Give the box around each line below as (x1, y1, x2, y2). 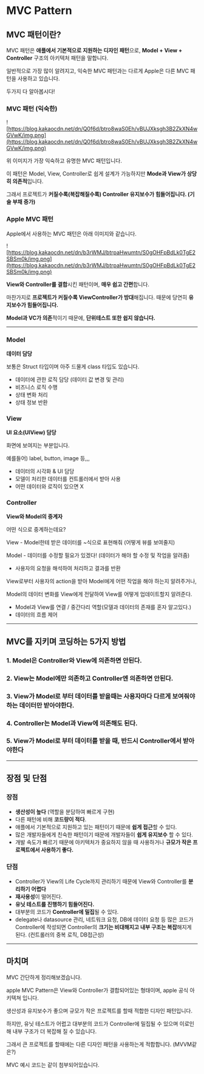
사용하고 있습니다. (17, 75, 60, 82)
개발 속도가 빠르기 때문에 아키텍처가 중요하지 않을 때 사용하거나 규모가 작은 (15, 838, 192, 846)
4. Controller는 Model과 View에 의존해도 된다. (6, 719, 138, 728)
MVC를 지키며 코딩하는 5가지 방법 (6, 636, 126, 647)
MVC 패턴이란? (6, 29, 61, 40)
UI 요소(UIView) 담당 (6, 429, 56, 436)
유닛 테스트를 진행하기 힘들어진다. (15, 900, 95, 908)
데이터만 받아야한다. (19, 701, 75, 709)
